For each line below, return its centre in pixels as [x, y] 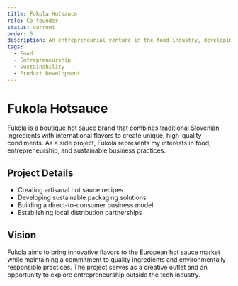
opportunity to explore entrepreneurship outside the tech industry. [104, 275]
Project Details [40, 173]
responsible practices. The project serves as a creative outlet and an [107, 268]
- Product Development [47, 73]
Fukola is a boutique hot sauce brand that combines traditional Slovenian [113, 128]
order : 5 [20, 34]
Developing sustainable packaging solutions [82, 198]
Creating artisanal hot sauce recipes [70, 190]
